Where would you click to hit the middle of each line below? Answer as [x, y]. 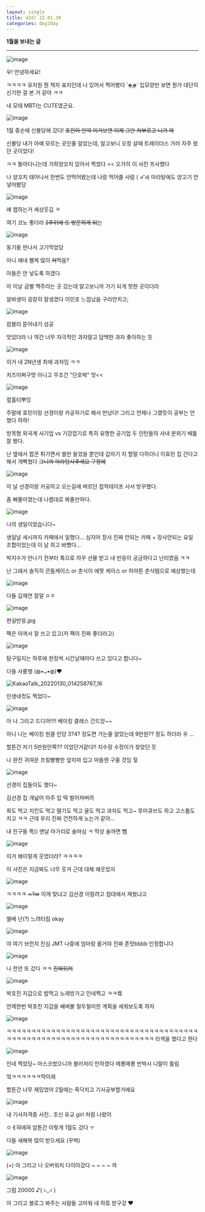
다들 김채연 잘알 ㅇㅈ [31, 596]
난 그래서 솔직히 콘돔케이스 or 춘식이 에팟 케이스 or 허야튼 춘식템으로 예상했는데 [101, 571]
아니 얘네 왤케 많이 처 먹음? [38, 260]
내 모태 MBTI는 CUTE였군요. [40, 106]
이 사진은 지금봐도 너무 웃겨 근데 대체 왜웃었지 [61, 869]
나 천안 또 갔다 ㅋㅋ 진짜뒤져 [40, 969]
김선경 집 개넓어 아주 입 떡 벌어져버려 [50, 798]
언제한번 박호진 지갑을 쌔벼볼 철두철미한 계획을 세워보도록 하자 [81, 1007]
